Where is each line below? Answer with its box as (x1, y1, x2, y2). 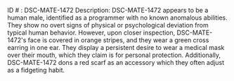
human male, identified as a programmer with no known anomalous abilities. (7, 13, 228, 22)
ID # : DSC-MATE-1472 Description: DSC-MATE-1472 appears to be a (7, 6, 209, 14)
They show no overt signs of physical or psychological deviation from (7, 21, 209, 29)
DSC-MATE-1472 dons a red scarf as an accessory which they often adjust (7, 58, 225, 66)
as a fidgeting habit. (7, 66, 65, 74)
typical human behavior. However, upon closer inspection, (7, 28, 176, 37)
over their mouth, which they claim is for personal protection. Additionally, (7, 51, 221, 59)
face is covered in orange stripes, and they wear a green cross (27, 36, 209, 44)
